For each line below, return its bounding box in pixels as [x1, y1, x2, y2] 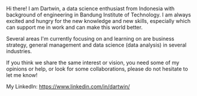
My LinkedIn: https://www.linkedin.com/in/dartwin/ [6, 83, 131, 90]
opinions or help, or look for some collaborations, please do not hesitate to [6, 65, 188, 72]
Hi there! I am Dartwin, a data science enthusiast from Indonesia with [6, 5, 175, 12]
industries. [6, 48, 32, 55]
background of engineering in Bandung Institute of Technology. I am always [6, 11, 191, 18]
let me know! [6, 72, 38, 78]
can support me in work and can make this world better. [6, 24, 143, 31]
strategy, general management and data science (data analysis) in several [6, 41, 187, 48]
